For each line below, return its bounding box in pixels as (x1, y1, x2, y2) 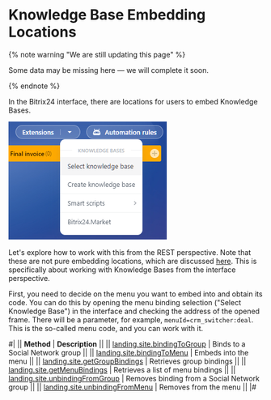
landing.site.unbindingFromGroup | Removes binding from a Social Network (8, 373, 260, 383)
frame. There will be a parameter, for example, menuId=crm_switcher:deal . (8, 314, 254, 325)
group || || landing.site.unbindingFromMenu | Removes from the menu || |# (8, 382, 257, 392)
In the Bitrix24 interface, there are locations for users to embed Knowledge (8, 96, 258, 106)
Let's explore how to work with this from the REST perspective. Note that (8, 247, 252, 257)
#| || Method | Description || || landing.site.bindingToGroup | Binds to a (8, 338, 246, 349)
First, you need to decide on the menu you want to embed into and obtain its (8, 289, 263, 299)
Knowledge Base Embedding (8, 6, 206, 24)
